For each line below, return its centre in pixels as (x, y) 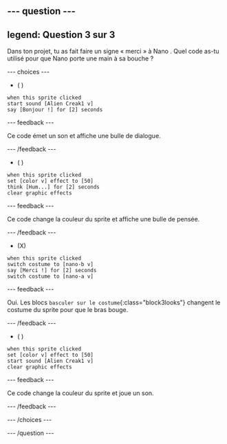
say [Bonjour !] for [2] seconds (55, 110)
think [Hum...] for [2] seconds (53, 187)
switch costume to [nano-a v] (51, 277)
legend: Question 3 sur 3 (61, 35)
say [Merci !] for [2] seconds (52, 271)
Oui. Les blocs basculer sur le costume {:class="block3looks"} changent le (114, 302)
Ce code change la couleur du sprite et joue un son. (80, 393)
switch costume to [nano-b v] (51, 265)
